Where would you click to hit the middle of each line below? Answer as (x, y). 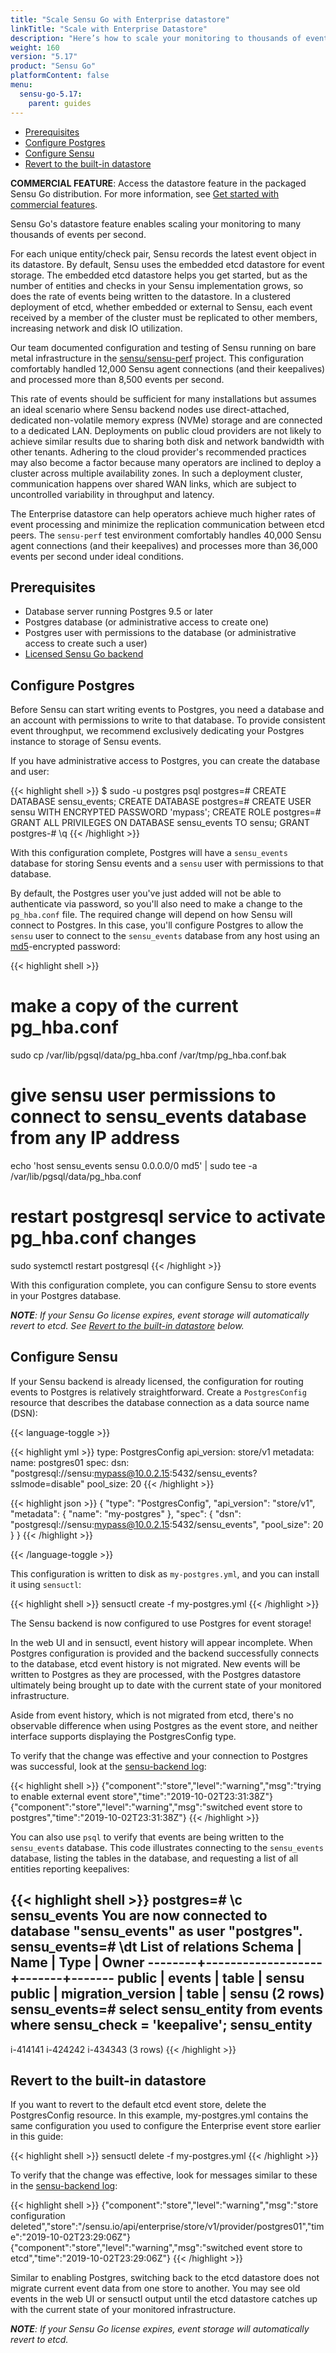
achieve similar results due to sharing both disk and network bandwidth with (167, 441)
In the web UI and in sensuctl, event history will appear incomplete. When (161, 1642)
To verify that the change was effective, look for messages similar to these (164, 2175)
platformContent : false (60, 76)
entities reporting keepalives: (70, 1868)
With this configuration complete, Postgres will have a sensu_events (149, 853)
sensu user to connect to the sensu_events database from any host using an (165, 936)
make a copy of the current (124, 1006)
